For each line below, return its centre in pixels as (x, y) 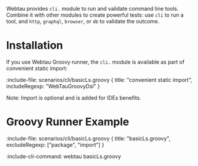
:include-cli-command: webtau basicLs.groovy (64, 156)
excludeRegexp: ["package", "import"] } (55, 145)
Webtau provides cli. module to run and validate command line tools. (92, 9)
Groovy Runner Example (68, 122)
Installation (35, 46)
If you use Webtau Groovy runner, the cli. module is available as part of (95, 62)
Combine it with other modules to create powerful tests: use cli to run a (95, 15)
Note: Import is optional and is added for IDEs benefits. (74, 97)
